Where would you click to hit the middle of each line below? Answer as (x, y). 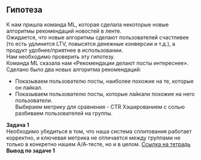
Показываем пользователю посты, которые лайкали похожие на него (105, 94)
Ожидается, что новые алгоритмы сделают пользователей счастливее (98, 37)
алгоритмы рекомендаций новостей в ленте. (64, 31)
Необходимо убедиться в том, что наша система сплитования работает (99, 131)
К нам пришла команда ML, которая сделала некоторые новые (88, 24)
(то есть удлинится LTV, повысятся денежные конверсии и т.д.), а (91, 43)
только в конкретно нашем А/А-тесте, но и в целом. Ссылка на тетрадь (98, 144)
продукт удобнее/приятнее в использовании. (65, 50)
